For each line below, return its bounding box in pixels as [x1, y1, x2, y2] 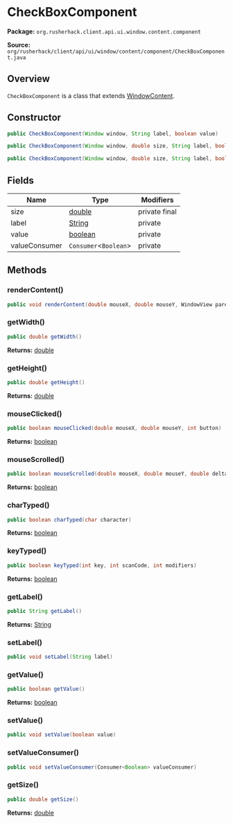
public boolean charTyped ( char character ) [7, 516, 132, 523]
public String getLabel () [7, 607, 82, 614]
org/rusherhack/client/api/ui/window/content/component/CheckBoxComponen [7, 48, 225, 55]
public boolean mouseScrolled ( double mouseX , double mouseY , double [7, 470, 209, 477]
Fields [7, 175, 35, 186]
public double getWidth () [7, 333, 82, 340]
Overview [7, 73, 51, 85]
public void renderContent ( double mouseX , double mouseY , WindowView [7, 301, 213, 308]
